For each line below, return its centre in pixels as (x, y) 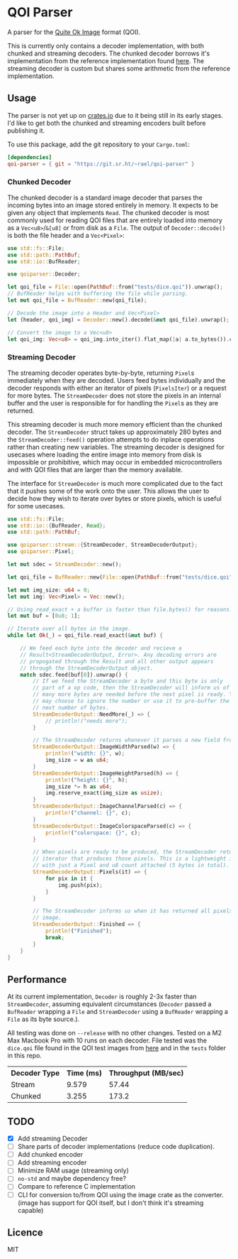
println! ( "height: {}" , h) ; (87, 780)
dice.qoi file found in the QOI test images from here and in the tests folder (117, 1048)
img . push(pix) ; (80, 885)
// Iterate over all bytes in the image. (69, 629)
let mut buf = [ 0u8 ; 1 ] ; (44, 616)
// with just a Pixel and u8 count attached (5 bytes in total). (131, 866)
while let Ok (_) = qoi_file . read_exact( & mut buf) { (85, 636)
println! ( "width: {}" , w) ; (85, 753)
